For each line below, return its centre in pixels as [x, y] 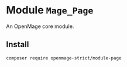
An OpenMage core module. [40, 26]
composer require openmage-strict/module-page [64, 58]
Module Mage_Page [50, 10]
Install [18, 45]
